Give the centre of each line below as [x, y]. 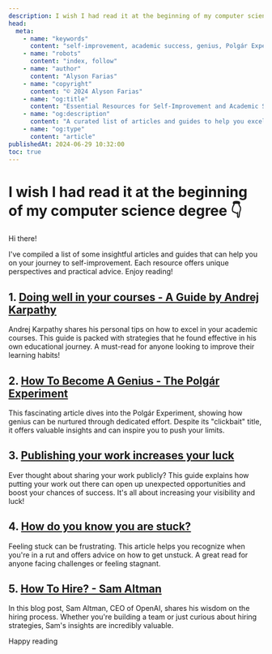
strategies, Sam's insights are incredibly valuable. [91, 626]
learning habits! [34, 355]
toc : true [25, 152]
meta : [25, 31]
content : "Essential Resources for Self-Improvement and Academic [144, 106]
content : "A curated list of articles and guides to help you [137, 122]
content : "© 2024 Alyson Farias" [86, 91]
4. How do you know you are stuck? [100, 527]
